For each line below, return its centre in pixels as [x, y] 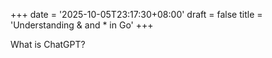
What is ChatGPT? [48, 44]
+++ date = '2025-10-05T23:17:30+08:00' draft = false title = [136, 14]
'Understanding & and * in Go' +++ [82, 25]
